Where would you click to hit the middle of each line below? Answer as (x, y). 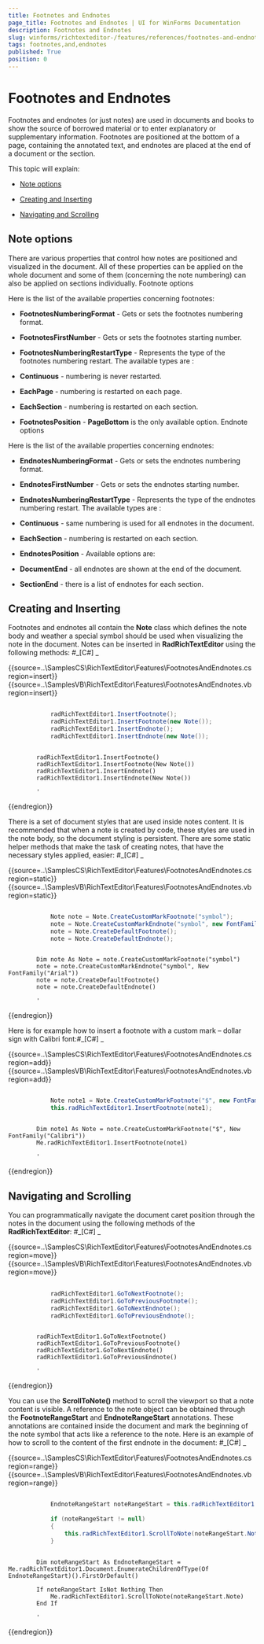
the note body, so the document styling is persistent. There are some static (130, 838)
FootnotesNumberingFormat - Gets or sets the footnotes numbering (131, 313)
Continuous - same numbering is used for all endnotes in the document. (137, 523)
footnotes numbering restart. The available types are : (107, 361)
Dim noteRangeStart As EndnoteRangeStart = (108, 1562)
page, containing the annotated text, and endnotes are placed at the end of (130, 145)
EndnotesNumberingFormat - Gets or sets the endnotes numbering (130, 460)
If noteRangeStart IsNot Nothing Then (100, 1590)
